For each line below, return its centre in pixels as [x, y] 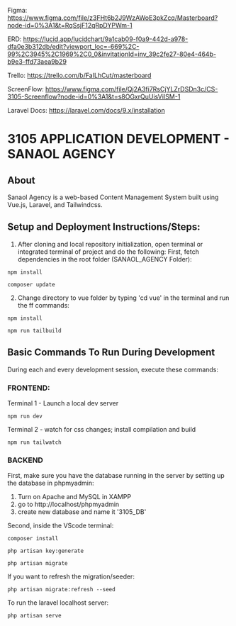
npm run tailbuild [34, 330]
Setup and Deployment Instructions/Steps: [104, 227]
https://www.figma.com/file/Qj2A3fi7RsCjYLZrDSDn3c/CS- [131, 89]
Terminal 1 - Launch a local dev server [63, 403]
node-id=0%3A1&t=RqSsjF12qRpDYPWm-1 [70, 25]
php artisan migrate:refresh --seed [61, 590]
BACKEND [26, 460]
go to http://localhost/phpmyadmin [68, 504]
